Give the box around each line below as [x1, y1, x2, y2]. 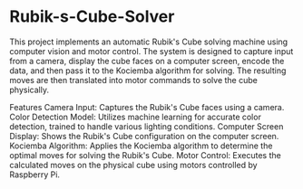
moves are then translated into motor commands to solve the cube [9, 74, 259, 85]
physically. [9, 84, 50, 95]
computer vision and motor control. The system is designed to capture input [9, 45, 294, 56]
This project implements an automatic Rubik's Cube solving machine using [9, 36, 288, 47]
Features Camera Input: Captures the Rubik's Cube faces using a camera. [9, 101, 285, 112]
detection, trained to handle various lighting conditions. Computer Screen [9, 120, 284, 132]
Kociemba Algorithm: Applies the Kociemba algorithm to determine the [9, 140, 273, 151]
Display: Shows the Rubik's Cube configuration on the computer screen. [9, 130, 279, 141]
